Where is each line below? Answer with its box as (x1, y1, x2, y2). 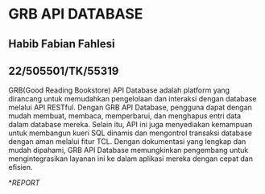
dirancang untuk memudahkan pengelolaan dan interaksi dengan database (8, 94, 257, 104)
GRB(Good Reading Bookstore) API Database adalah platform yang (8, 85, 230, 95)
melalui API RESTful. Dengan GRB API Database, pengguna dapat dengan (8, 102, 252, 113)
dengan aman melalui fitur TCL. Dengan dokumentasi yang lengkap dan (8, 137, 246, 147)
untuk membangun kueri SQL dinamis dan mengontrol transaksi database (8, 128, 252, 138)
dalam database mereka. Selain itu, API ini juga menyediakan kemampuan (8, 120, 253, 130)
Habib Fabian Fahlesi (8, 37, 115, 51)
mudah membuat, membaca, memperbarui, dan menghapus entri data (8, 111, 242, 121)
